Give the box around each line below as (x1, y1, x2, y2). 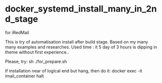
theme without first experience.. (5, 49, 69, 55)
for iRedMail (5, 29, 29, 35)
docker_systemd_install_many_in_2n (5, 3, 157, 14)
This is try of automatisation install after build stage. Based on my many (5, 39, 148, 44)
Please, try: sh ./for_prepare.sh (5, 58, 67, 64)
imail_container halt (5, 73, 44, 79)
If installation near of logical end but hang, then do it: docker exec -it (5, 68, 143, 73)
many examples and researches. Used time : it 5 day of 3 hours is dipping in (5, 44, 157, 50)
